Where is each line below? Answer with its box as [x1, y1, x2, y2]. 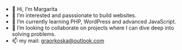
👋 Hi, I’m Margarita [11, 6, 58, 12]
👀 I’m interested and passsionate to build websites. [11, 12, 137, 19]
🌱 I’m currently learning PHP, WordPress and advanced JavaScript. [11, 18, 177, 25]
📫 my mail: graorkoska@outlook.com [11, 37, 105, 44]
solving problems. [11, 31, 56, 38]
